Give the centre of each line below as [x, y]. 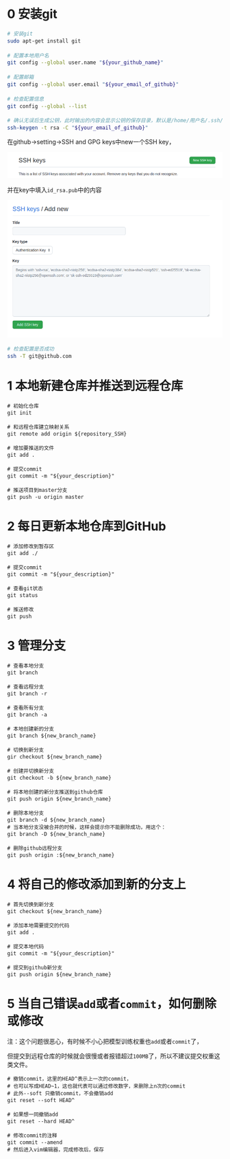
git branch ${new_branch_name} [52, 736]
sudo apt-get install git [44, 41]
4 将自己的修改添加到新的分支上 [97, 884]
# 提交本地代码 [26, 946]
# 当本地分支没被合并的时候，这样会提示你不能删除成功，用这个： [87, 827]
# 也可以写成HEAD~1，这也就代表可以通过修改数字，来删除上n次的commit [97, 1086]
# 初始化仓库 [23, 406]
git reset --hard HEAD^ [41, 1121]
